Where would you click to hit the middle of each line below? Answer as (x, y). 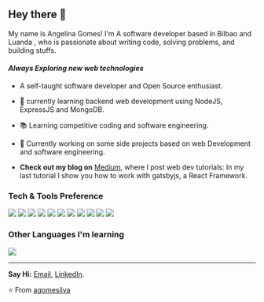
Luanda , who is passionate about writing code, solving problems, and (121, 42)
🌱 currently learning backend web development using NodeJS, (121, 101)
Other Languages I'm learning (66, 235)
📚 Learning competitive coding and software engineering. (114, 125)
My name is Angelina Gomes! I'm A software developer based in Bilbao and (130, 33)
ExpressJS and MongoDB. (62, 110)
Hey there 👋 (37, 15)
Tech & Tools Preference (56, 196)
